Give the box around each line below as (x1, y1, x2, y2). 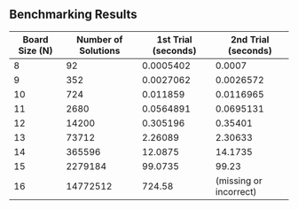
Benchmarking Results (9, 7, 137, 22)
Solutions (79, 44, 121, 57)
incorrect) (216, 185, 257, 197)
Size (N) (18, 44, 53, 57)
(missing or (216, 174, 263, 187)
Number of (76, 33, 123, 45)
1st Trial (156, 33, 192, 45)
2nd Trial (230, 33, 270, 45)
